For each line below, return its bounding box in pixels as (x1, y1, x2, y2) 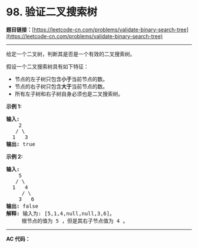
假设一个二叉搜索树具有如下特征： (6, 63, 89, 70)
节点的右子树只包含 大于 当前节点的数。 (14, 83, 108, 90)
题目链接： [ (6, 26, 34, 33)
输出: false (6, 203, 39, 210)
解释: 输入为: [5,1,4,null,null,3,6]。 (6, 210, 115, 217)
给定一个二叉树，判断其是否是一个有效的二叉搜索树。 (6, 50, 136, 57)
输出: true (6, 141, 35, 148)
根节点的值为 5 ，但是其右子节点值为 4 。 (21, 217, 128, 224)
